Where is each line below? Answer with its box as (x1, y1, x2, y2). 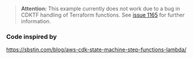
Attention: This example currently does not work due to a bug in (20, 5, 180, 12)
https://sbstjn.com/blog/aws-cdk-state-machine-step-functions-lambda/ (6, 46, 187, 53)
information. (20, 18, 51, 24)
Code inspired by (6, 32, 57, 41)
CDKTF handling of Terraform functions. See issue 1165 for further (20, 11, 185, 18)
